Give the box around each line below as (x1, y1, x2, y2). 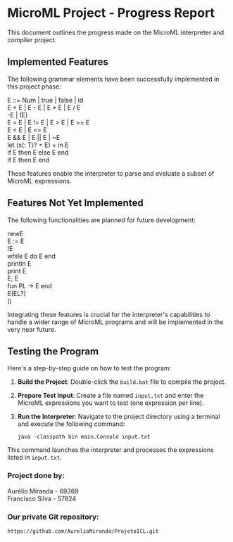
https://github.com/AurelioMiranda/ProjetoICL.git (7, 527, 159, 535)
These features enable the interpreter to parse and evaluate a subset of (7, 169, 215, 177)
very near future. (7, 325, 56, 333)
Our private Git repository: (7, 512, 100, 522)
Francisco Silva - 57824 (7, 494, 77, 503)
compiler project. (7, 35, 57, 44)
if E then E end (7, 155, 50, 164)
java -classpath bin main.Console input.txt (17, 434, 151, 441)
